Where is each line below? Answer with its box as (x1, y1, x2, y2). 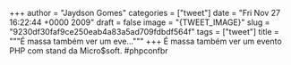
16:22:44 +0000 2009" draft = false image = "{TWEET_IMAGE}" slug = (9, 17, 270, 28)
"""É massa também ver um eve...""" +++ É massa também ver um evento (9, 36, 282, 46)
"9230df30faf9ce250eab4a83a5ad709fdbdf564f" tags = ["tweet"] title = (9, 27, 280, 37)
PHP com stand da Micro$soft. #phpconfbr (9, 45, 168, 56)
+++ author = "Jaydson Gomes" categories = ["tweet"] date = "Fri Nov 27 (9, 8, 281, 18)
